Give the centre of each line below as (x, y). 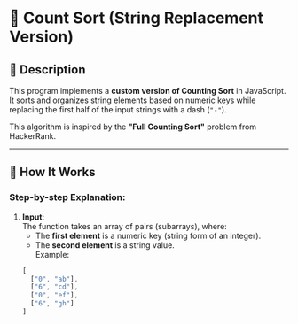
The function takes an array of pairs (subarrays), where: (125, 226)
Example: (52, 254)
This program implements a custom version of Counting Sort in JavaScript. (148, 91)
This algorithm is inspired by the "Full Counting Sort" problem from (133, 127)
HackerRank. (33, 136)
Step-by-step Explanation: (67, 197)
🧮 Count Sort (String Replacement (137, 18)
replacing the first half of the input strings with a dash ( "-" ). (118, 109)
